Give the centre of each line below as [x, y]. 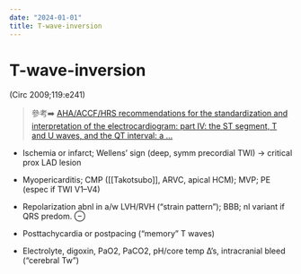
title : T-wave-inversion [56, 26]
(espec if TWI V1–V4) [61, 190]
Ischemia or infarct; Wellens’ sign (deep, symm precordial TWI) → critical [157, 153]
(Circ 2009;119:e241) [47, 95]
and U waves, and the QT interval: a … [102, 136]
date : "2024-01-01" [46, 17]
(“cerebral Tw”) [50, 261]
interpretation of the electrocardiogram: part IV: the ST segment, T [154, 126]
